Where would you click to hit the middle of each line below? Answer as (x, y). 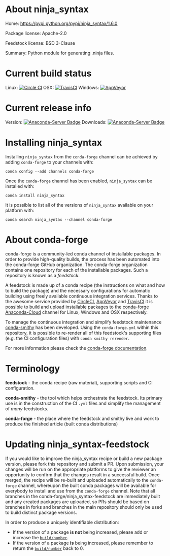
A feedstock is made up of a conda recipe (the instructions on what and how (85, 285)
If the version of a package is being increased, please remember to (83, 543)
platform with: (20, 210)
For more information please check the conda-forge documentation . (77, 348)
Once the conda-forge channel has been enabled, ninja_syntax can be (79, 181)
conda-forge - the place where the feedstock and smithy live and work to (82, 418)
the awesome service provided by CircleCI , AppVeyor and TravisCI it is (79, 301)
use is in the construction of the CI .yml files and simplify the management (83, 403)
